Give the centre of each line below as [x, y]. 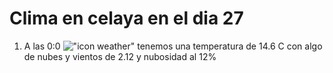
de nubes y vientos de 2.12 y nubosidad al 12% [120, 56]
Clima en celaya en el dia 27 [126, 18]
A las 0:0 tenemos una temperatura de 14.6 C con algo [173, 46]
